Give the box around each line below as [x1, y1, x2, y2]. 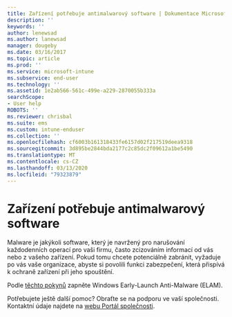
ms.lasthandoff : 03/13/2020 [7, 164, 88, 172]
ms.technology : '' [7, 81, 60, 88]
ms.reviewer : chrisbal [7, 113, 72, 120]
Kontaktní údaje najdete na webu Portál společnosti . [7, 302, 155, 310]
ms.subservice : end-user [7, 74, 79, 82]
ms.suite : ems [7, 119, 48, 127]
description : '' [7, 17, 54, 24]
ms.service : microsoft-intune [7, 68, 95, 75]
